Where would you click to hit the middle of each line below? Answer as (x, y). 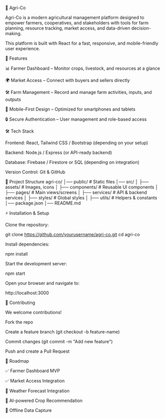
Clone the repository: (27, 225)
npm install (17, 254)
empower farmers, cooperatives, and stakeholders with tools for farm (77, 23)
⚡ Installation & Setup (27, 213)
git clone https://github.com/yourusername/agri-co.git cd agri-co (73, 234)
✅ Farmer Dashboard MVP (33, 371)
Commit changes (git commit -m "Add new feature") (59, 341)
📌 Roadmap (17, 361)
